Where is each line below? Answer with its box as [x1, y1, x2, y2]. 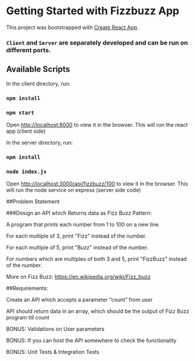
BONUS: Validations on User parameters [6, 325, 105, 333]
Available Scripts [6, 64, 70, 75]
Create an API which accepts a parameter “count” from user [6, 296, 153, 304]
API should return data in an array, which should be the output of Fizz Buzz [6, 308, 190, 315]
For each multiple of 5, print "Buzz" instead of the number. [6, 244, 149, 251]
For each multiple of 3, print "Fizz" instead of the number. [6, 232, 147, 239]
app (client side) [6, 127, 46, 135]
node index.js [6, 168, 47, 175]
